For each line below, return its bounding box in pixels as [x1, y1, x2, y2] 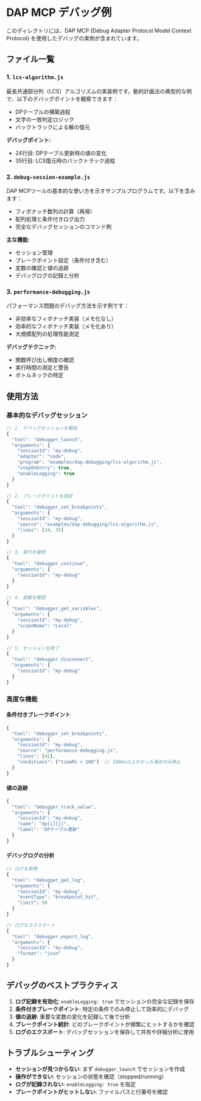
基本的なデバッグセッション [6, 411, 88, 419]
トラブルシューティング [6, 1048, 94, 1058]
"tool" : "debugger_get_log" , [12, 877, 86, 883]
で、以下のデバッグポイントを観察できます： [6, 95, 119, 103]
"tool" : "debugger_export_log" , [12, 933, 94, 940]
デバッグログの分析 [6, 852, 55, 859]
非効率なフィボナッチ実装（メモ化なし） [15, 315, 117, 322]
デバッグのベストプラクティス [6, 980, 119, 991]
